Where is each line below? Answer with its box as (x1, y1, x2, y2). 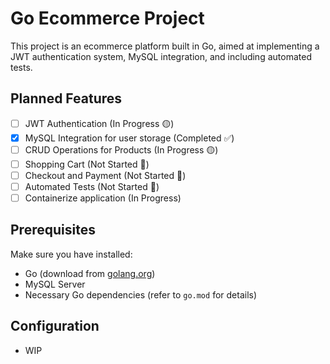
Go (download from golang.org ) (24, 267, 156, 279)
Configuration (10, 318, 100, 335)
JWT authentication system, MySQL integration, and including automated (10, 50, 312, 62)
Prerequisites (10, 222, 96, 239)
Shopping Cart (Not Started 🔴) (24, 158, 150, 170)
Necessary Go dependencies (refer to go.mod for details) (24, 288, 258, 301)
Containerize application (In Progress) (24, 192, 182, 204)
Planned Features (10, 90, 123, 107)
